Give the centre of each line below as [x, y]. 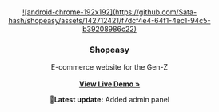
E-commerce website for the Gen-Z [109, 67]
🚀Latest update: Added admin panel [109, 100]
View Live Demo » [109, 84]
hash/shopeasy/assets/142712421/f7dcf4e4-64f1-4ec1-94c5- [109, 20]
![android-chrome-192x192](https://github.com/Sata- [109, 12]
